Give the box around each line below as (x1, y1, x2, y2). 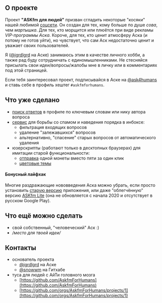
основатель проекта (12, 256, 55, 262)
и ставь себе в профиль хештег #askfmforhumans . (5, 82, 105, 88)
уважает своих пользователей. (5, 42, 70, 48)
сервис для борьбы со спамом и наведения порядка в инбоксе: (12, 119, 145, 125)
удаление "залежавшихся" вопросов (19, 129, 96, 135)
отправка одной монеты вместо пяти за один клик (19, 155, 124, 161)
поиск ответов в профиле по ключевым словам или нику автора (12, 109, 146, 114)
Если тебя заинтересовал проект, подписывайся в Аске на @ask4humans (5, 77, 157, 82)
